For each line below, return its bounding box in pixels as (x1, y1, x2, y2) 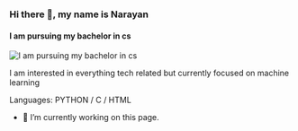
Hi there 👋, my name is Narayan (9, 8, 149, 21)
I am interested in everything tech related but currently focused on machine (9, 67, 290, 79)
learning (9, 77, 41, 88)
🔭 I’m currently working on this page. (22, 112, 159, 123)
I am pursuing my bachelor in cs (9, 31, 131, 41)
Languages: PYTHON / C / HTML (9, 94, 132, 106)
